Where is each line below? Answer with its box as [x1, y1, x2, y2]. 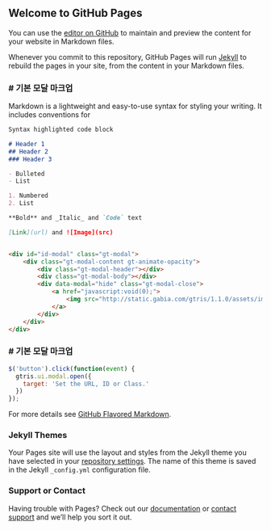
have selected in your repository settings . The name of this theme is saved [8, 456, 256, 466]
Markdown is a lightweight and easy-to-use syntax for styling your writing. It [8, 101, 262, 111]
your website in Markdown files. [8, 36, 115, 46]
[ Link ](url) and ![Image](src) [8, 228, 114, 237]
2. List [8, 200, 35, 208]
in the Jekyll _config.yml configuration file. [8, 465, 151, 475]
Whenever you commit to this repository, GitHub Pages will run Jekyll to [8, 52, 248, 61]
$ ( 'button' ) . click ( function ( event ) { [8, 364, 135, 372]
